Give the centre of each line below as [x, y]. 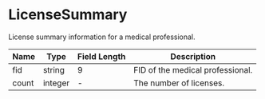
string [54, 69]
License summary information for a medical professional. [102, 37]
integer [56, 83]
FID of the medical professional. [193, 69]
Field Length [101, 56]
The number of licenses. [179, 83]
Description [193, 56]
